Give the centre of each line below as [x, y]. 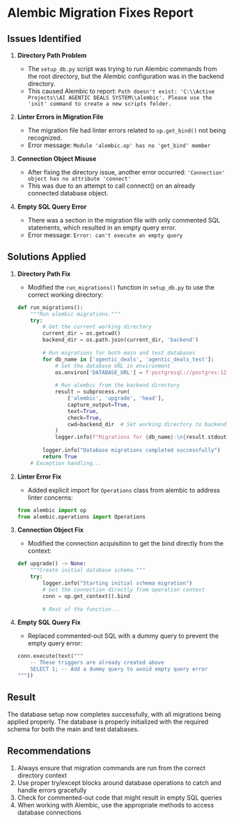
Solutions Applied [47, 257]
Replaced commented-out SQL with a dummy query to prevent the [123, 636]
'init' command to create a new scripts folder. [100, 104]
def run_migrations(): [50, 307]
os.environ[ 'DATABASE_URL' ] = [99, 372]
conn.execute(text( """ [50, 656]
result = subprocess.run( [92, 392]
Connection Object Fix [50, 530]
